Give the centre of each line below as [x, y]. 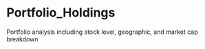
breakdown [22, 39]
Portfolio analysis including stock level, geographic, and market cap [102, 32]
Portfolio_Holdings [61, 13]
